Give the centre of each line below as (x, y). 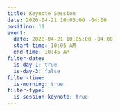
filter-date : (26, 59)
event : (17, 33)
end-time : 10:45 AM (42, 52)
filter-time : (26, 78)
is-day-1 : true (35, 65)
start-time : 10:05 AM (45, 46)
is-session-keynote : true (51, 97)
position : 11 (26, 26)
